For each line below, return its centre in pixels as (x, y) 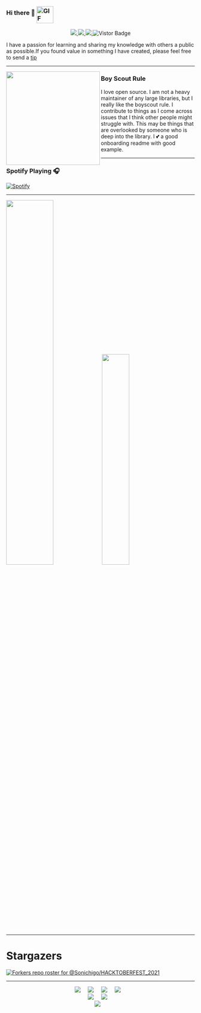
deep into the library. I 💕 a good (139, 136)
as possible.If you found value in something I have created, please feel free (99, 51)
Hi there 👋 (21, 13)
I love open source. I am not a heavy (145, 92)
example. (112, 149)
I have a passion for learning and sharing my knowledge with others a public (100, 45)
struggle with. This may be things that (147, 123)
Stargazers (34, 956)
